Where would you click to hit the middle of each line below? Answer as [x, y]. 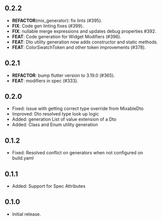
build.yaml [23, 158]
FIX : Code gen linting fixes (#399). [48, 26]
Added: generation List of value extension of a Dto [64, 119]
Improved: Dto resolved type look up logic [55, 114]
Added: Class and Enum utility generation [55, 125]
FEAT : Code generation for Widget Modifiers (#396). [67, 36]
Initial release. [26, 214]
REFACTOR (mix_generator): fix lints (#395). [57, 20]
